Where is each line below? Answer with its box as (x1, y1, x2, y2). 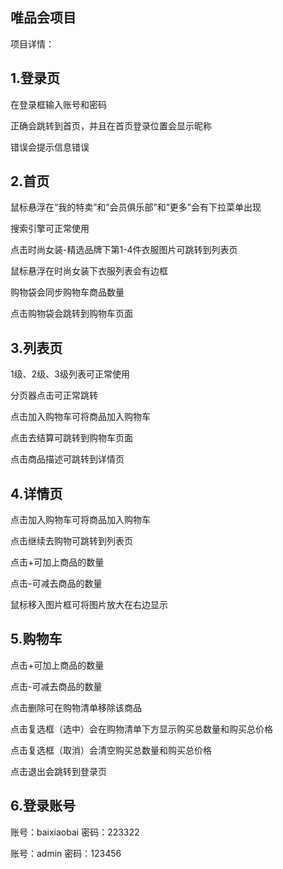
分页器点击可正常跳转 (10, 389, 98, 402)
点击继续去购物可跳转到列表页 (10, 535, 133, 547)
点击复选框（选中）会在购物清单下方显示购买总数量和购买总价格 (10, 723, 273, 735)
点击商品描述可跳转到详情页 (10, 453, 125, 465)
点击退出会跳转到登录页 (10, 765, 107, 777)
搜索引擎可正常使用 (10, 223, 90, 235)
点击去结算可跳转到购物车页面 (10, 432, 133, 444)
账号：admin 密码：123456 (10, 847, 122, 859)
